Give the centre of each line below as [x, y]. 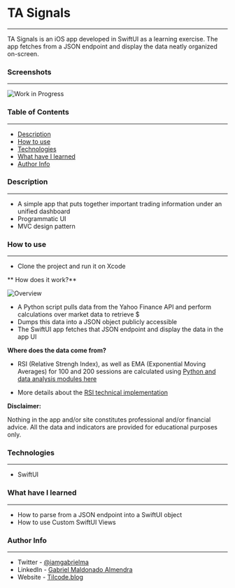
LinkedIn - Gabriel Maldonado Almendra [75, 570]
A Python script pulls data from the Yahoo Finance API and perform [114, 307]
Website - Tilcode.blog [50, 577]
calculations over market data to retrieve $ [78, 314]
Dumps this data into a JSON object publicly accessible [97, 322]
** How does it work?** [42, 280]
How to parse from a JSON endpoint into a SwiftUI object [100, 514]
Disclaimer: [24, 406]
